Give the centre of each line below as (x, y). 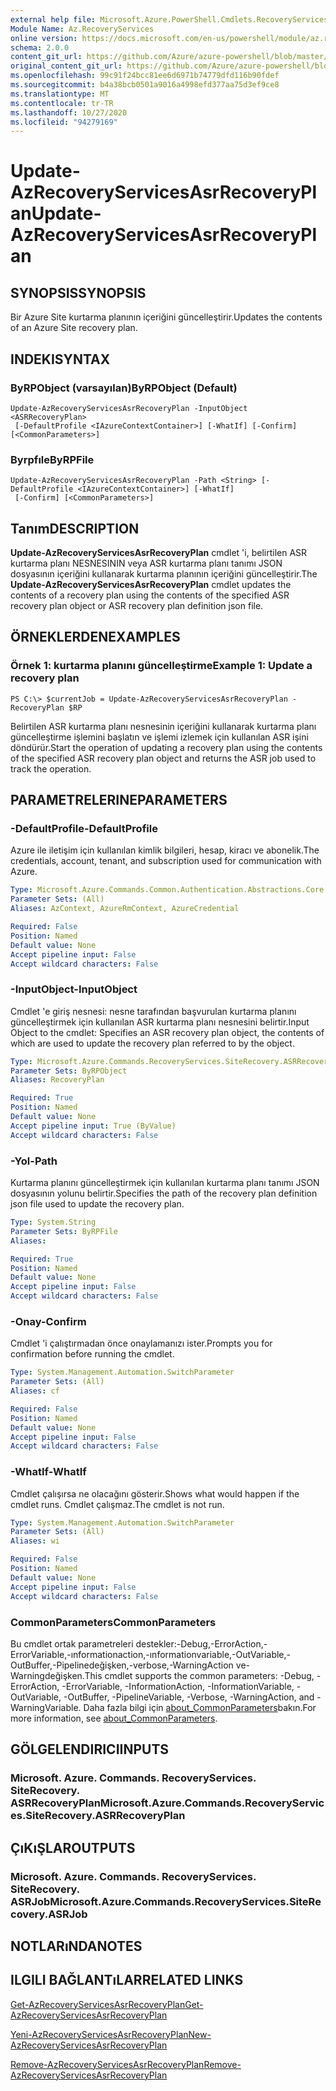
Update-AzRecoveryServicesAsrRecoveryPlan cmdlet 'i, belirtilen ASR (159, 553)
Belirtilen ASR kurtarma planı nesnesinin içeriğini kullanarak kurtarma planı (163, 726)
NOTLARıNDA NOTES (76, 1946)
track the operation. (51, 768)
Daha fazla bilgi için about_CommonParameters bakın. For (200, 1707)
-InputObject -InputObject (74, 989)
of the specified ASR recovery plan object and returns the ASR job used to (163, 758)
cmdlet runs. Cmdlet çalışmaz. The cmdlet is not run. (117, 1504)
